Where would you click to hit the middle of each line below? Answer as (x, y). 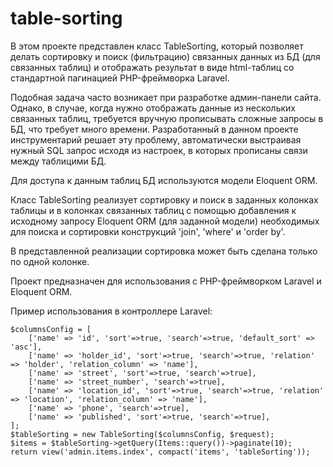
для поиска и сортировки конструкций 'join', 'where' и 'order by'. (148, 231)
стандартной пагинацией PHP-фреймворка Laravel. (120, 78)
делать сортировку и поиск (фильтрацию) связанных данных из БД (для (165, 56)
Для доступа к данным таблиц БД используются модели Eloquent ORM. (164, 180)
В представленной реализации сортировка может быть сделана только (164, 251)
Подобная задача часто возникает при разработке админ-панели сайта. (166, 97)
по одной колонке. (50, 261)
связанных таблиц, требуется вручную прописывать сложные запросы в (167, 118)
